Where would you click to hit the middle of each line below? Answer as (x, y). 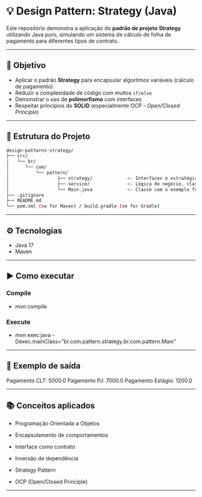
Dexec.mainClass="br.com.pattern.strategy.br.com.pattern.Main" (95, 341)
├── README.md (24, 201)
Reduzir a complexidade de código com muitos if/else (83, 93)
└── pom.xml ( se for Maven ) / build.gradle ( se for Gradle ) (83, 206)
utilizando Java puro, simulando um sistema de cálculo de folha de (89, 34)
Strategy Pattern (35, 470)
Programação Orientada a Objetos (57, 423)
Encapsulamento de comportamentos (61, 435)
